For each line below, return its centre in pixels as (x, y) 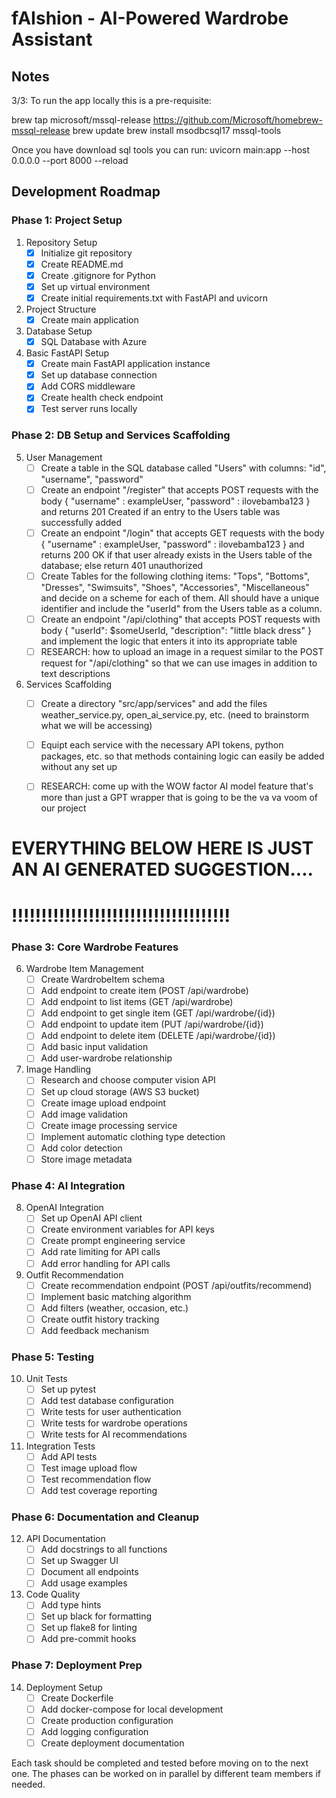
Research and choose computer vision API (128, 1080)
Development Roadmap (86, 192)
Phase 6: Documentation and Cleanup (105, 1517)
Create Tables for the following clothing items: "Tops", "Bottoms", (175, 576)
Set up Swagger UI (79, 1561)
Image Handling (58, 1069)
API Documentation (65, 1539)
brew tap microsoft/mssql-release (81, 120)
